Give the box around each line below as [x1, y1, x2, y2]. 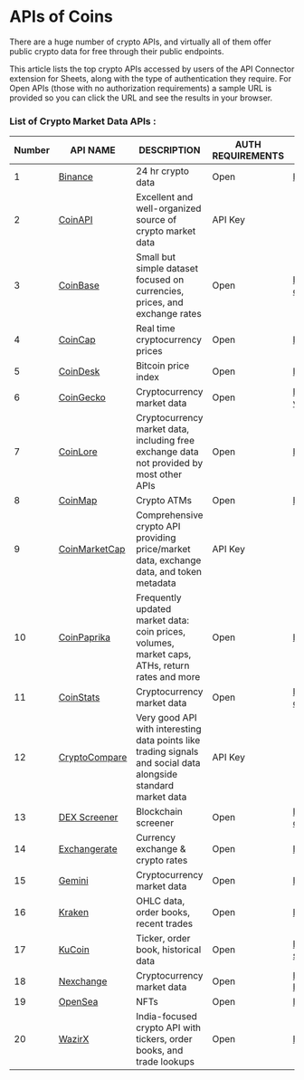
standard [135, 779, 175, 792]
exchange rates [135, 308, 202, 320]
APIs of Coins [9, 6, 113, 27]
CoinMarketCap [58, 543, 126, 556]
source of [135, 214, 177, 226]
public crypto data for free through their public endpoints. [9, 45, 224, 56]
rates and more [135, 671, 201, 683]
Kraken [58, 906, 89, 919]
